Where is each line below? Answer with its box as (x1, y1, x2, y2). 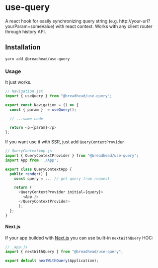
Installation (5, 43, 41, 51)
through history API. (5, 28, 46, 34)
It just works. (5, 79, 32, 85)
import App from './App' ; (5, 158, 59, 163)
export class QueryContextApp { (5, 167, 72, 172)
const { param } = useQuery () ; (9, 107, 77, 112)
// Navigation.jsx (5, 89, 43, 94)
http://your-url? (119, 18, 151, 24)
